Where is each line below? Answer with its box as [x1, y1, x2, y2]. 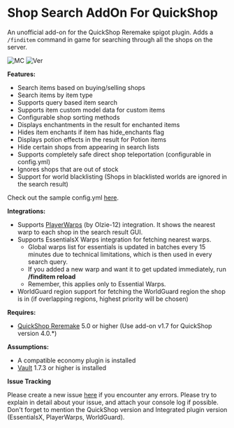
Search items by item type [17, 91, 93, 99]
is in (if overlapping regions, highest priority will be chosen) [17, 295, 189, 303]
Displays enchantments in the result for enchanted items [17, 120, 180, 128]
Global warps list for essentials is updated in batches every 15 [27, 242, 206, 251]
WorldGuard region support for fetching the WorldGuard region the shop [17, 287, 226, 295]
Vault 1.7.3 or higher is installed [17, 363, 107, 371]
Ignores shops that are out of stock [17, 165, 119, 173]
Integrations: [7, 207, 46, 215]
